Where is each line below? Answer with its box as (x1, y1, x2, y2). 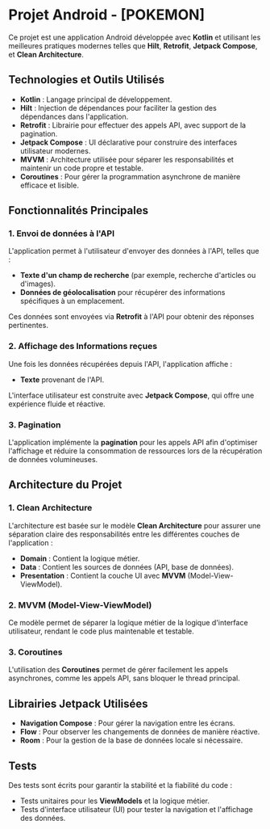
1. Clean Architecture (8, 503, 93, 514)
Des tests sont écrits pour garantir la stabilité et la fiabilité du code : (8, 780, 232, 789)
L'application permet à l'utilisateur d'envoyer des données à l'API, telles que (8, 246, 260, 256)
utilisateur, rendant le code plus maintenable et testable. (8, 626, 195, 636)
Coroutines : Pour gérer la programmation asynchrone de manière (19, 171, 241, 181)
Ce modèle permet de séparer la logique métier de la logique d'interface (8, 618, 248, 628)
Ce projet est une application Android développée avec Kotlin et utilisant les (8, 32, 261, 42)
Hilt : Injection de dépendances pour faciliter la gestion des (19, 103, 218, 112)
